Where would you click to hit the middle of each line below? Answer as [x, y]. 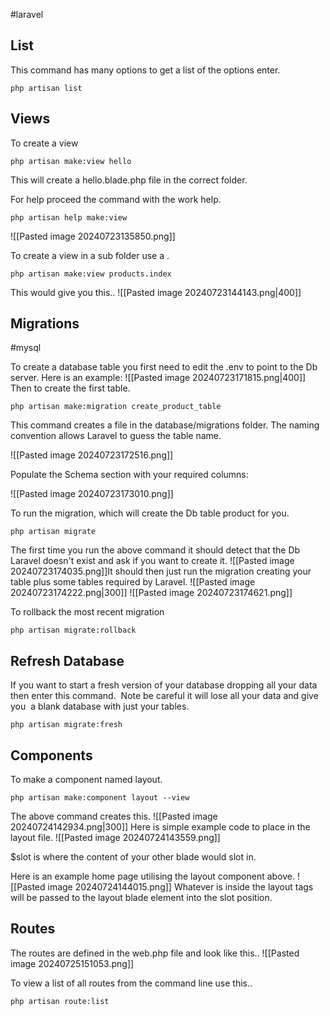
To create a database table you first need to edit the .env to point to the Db [164, 367]
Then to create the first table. [70, 388]
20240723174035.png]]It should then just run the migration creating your [161, 571]
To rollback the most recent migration [87, 612]
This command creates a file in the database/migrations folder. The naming [165, 425]
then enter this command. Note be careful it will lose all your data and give [164, 696]
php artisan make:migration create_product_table [116, 407]
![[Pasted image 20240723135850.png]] [93, 236]
